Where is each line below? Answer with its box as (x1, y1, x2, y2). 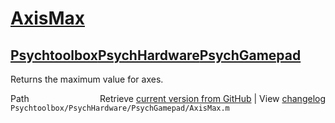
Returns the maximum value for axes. (10, 73, 164, 85)
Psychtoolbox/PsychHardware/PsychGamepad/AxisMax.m (10, 103, 230, 113)
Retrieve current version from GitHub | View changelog (99, 93, 326, 104)
